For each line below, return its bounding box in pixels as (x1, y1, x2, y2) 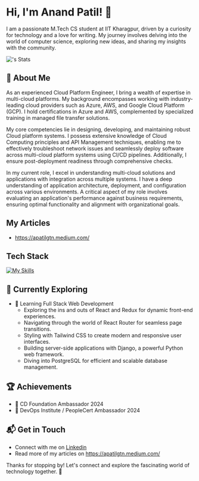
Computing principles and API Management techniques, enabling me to (6, 138, 182, 146)
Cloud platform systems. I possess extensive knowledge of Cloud (6, 132, 167, 139)
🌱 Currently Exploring (6, 284, 88, 294)
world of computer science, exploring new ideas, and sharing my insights (6, 38, 186, 45)
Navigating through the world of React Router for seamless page (23, 319, 182, 326)
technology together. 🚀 (6, 468, 63, 475)
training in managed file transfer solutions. (6, 114, 110, 121)
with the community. (6, 44, 57, 51)
